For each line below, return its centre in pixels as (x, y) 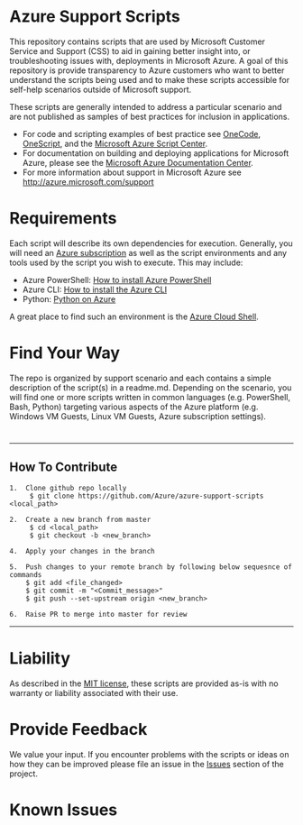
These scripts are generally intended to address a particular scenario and (146, 106)
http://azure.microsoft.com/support (88, 181)
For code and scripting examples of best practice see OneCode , (142, 133)
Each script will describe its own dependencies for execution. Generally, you (151, 243)
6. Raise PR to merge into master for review (98, 614)
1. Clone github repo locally (68, 488)
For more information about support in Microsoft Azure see (132, 172)
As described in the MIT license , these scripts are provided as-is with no (144, 683)
